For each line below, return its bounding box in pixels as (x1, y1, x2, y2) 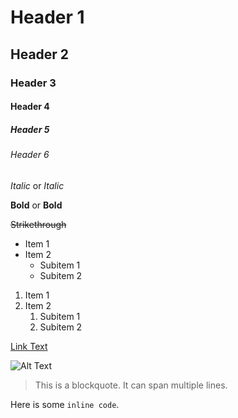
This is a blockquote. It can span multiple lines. (34, 379, 228, 391)
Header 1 (10, 6, 85, 29)
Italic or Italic (10, 179, 65, 191)
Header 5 (10, 123, 50, 135)
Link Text (10, 340, 48, 352)
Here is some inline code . (10, 398, 120, 410)
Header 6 (10, 149, 50, 161)
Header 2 (10, 46, 70, 63)
